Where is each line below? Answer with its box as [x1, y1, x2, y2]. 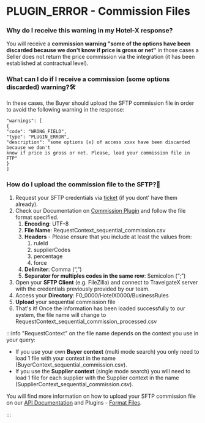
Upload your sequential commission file [15, 299, 116, 306]
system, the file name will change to [15, 311, 106, 319]
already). [15, 200, 38, 208]
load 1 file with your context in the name [15, 354, 116, 362]
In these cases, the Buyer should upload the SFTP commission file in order [6, 99, 195, 107]
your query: [6, 336, 35, 344]
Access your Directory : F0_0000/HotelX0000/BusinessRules [15, 292, 170, 299]
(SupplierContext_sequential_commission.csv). [15, 381, 133, 388]
